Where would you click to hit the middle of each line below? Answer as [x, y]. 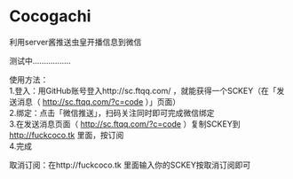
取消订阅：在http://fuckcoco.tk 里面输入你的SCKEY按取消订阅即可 [130, 165]
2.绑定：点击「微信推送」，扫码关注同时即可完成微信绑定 [112, 113]
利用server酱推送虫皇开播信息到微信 [75, 42]
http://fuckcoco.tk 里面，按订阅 [67, 135]
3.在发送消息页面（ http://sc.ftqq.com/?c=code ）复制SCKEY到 [125, 124]
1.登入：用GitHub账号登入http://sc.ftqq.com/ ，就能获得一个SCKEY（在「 [143, 90]
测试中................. [40, 60]
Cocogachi [50, 16]
